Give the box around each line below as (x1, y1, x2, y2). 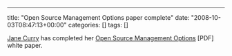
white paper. (7, 42, 43, 49)
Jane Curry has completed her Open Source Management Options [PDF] (7, 34, 214, 42)
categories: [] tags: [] (68, 21, 129, 29)
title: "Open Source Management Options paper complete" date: (7, 14, 190, 21)
